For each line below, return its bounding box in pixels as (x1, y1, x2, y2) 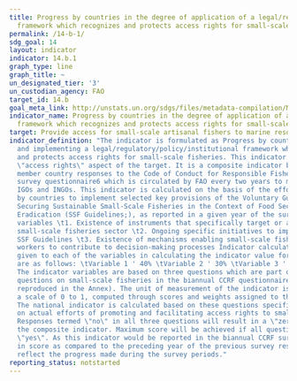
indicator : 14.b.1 (9, 54, 77, 63)
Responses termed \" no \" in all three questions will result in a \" (17, 317, 278, 326)
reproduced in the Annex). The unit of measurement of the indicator (17, 284, 278, 293)
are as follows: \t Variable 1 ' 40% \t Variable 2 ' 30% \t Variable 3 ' (17, 260, 287, 269)
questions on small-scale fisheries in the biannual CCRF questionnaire (17, 276, 291, 285)
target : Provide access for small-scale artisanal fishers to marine (9, 128, 271, 137)
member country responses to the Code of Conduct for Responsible (17, 169, 267, 178)
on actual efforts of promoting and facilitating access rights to (17, 309, 271, 318)
